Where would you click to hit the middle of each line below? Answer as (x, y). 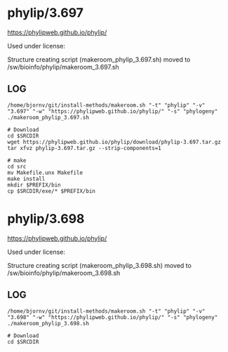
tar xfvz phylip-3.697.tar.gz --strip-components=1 (84, 148)
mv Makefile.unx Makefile (45, 172)
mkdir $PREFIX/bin (34, 185)
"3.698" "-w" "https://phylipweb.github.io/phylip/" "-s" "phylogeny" (113, 317)
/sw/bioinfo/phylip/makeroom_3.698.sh (64, 273)
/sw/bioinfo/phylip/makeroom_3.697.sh (63, 67)
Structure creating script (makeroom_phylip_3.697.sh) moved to (99, 59)
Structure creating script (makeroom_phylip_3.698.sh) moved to (99, 265)
